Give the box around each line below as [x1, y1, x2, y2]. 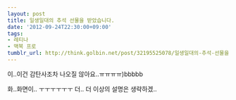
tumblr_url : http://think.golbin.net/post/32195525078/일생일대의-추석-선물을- [7, 50, 232, 57]
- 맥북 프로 [7, 43, 37, 50]
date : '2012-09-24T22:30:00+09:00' [7, 23, 112, 30]
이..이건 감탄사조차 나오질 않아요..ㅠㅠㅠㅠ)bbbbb [7, 70, 143, 78]
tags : [7, 30, 23, 37]
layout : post [7, 10, 46, 18]
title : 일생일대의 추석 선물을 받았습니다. [7, 17, 115, 24]
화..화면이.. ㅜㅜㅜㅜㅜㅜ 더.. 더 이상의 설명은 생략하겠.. [7, 85, 157, 93]
